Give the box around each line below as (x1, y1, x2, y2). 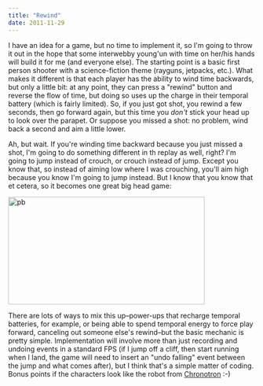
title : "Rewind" (8, 11, 61, 20)
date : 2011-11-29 (8, 19, 65, 27)
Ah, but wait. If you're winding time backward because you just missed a (8, 139, 243, 149)
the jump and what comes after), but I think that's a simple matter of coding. (8, 361, 254, 370)
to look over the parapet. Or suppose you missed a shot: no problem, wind (8, 116, 249, 125)
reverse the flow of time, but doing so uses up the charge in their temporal (8, 90, 249, 100)
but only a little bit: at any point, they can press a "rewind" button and (8, 82, 233, 91)
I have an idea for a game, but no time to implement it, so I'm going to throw (8, 40, 253, 50)
